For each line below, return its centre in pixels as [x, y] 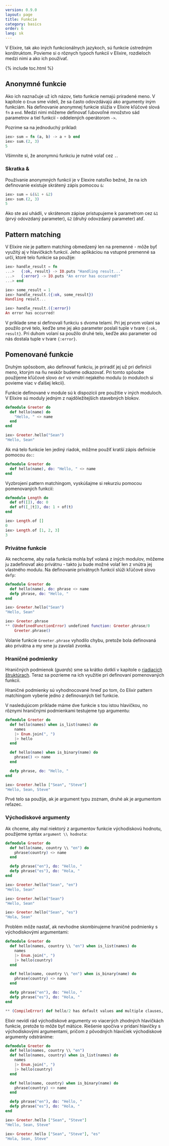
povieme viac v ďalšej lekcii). [35, 383]
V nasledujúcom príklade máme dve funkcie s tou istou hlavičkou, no [76, 705]
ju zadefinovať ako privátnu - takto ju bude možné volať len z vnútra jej [79, 564]
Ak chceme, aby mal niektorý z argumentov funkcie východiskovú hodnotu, [84, 829]
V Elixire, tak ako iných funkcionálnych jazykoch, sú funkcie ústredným [79, 48]
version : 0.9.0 [21, 10]
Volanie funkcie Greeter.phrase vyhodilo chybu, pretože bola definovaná [81, 640]
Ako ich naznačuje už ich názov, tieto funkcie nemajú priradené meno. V [80, 96]
